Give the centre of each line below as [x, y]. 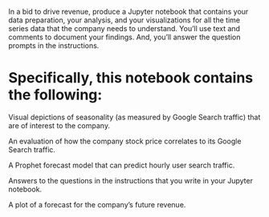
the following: [55, 95]
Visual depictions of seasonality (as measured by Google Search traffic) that [134, 117]
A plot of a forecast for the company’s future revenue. [97, 204]
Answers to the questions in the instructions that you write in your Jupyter [130, 180]
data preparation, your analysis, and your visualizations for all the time [124, 20]
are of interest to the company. [59, 125]
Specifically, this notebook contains [131, 78]
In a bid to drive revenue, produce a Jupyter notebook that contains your [128, 12]
